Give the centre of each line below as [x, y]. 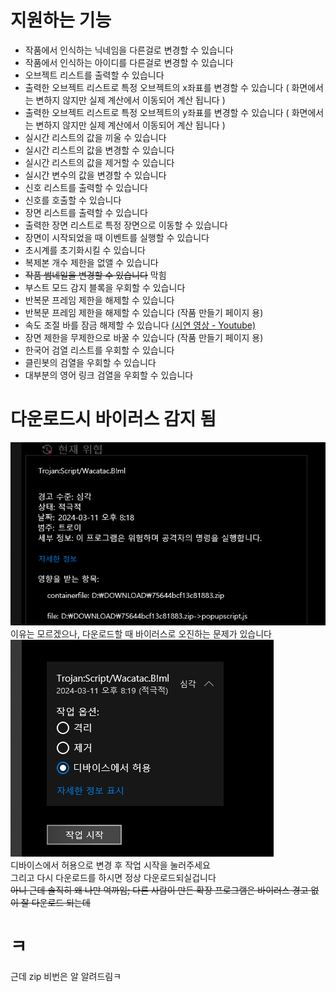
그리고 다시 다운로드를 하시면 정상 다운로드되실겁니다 [113, 877]
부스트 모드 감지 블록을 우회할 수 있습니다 [105, 287]
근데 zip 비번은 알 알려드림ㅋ [66, 976]
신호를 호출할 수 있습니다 [73, 200]
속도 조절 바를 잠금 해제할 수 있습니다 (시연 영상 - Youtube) [140, 325]
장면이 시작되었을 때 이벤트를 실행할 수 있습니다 [117, 237]
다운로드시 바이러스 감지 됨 [113, 419]
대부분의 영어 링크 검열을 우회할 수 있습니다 [109, 375]
